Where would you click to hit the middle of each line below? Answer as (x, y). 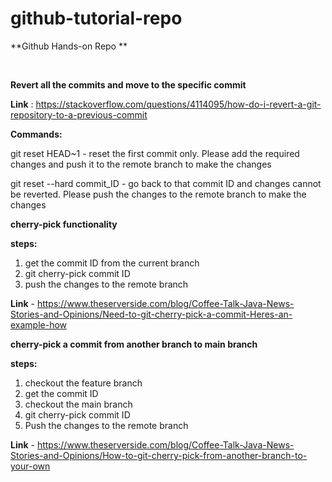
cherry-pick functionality (64, 224)
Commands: (36, 134)
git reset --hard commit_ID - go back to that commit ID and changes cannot (166, 183)
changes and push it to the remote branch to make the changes (141, 164)
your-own (30, 466)
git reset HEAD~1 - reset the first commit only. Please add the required (155, 153)
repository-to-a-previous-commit (79, 114)
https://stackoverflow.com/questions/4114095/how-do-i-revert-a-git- (178, 104)
